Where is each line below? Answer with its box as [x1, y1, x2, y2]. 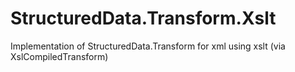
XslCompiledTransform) [10, 50, 109, 62]
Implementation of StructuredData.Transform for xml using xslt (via [10, 40, 286, 52]
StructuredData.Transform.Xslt [10, 7, 277, 30]
